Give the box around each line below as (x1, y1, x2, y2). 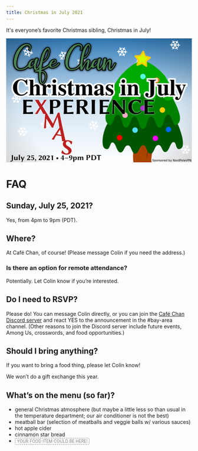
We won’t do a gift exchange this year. (6, 373, 99, 380)
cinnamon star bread (14, 431, 65, 438)
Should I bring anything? (6, 346, 98, 356)
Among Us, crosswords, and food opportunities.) (6, 329, 125, 336)
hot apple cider (14, 425, 52, 432)
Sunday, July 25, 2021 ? (6, 201, 93, 211)
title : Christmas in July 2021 (6, 9, 83, 15)
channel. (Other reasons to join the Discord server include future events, (6, 322, 182, 330)
